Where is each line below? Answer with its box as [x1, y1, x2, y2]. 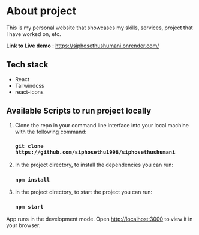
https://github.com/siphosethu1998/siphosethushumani [14, 149, 176, 156]
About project [6, 4, 77, 18]
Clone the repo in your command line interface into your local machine [14, 121, 189, 129]
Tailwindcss [14, 82, 44, 89]
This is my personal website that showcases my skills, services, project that [6, 24, 193, 31]
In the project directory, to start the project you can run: [14, 188, 153, 196]
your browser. [6, 222, 41, 229]
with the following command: [14, 128, 87, 135]
